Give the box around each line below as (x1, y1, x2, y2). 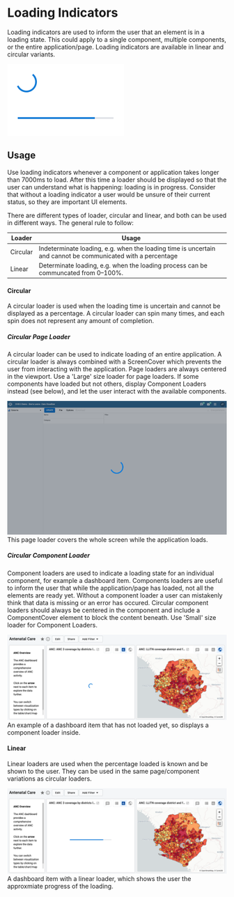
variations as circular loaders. (7, 774, 92, 783)
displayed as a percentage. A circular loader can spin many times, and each (7, 309, 225, 318)
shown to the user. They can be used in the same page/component (7, 767, 200, 775)
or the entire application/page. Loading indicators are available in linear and (7, 42, 224, 51)
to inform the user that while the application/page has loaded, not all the (7, 584, 214, 592)
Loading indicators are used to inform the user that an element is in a (7, 28, 205, 36)
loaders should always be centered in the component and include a (7, 606, 201, 614)
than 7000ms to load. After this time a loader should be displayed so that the (7, 175, 227, 184)
